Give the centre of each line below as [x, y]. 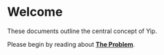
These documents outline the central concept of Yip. [82, 31]
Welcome [35, 12]
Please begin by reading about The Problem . [71, 44]
